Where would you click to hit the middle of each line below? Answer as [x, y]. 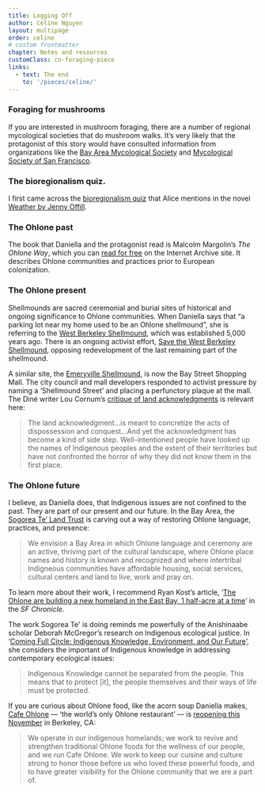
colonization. [29, 270]
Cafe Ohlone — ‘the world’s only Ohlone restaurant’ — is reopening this [124, 714]
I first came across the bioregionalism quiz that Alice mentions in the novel [129, 198]
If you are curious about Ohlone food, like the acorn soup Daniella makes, [128, 706]
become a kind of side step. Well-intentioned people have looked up [139, 439]
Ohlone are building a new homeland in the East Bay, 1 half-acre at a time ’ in [132, 600]
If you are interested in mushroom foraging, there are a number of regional [129, 127]
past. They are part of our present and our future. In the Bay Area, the [122, 511]
